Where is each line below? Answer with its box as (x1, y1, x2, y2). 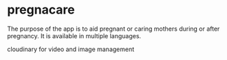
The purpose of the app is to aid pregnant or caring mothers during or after (7, 25, 220, 33)
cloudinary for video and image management (7, 45, 135, 53)
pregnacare (7, 2, 75, 18)
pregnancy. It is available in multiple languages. (7, 31, 142, 40)
